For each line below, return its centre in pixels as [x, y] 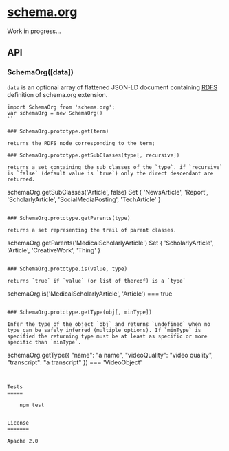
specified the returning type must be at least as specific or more [107, 336]
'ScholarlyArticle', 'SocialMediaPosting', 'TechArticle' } [84, 199]
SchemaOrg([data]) [40, 72]
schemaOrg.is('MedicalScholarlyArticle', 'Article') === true [90, 294]
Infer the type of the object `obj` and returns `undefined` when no [109, 324]
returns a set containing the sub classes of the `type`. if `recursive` [115, 167]
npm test [32, 405]
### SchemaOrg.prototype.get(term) [58, 131]
